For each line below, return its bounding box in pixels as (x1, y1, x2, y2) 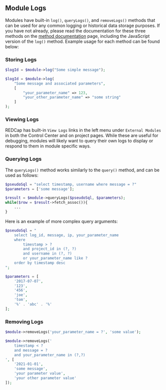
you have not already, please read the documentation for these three (5, 27, 146, 34)
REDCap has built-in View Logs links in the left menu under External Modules (5, 127, 162, 133)
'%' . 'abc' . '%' (14, 302, 52, 307)
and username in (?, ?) (23, 251, 72, 256)
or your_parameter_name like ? (23, 256, 88, 261)
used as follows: (5, 172, 39, 178)
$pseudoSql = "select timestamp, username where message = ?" (5, 182, 137, 187)
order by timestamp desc (14, 260, 66, 265)
